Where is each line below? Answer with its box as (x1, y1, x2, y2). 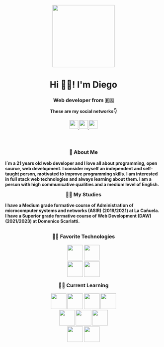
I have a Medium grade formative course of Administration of (5, 202, 134, 209)
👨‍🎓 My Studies (65, 191, 102, 198)
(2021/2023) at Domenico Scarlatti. (5, 218, 80, 224)
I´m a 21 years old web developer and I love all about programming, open (5, 160, 158, 166)
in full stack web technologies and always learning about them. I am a (5, 176, 152, 182)
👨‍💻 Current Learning (58, 282, 109, 289)
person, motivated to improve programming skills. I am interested (20, 171, 158, 177)
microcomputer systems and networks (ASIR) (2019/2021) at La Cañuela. (5, 208, 160, 214)
